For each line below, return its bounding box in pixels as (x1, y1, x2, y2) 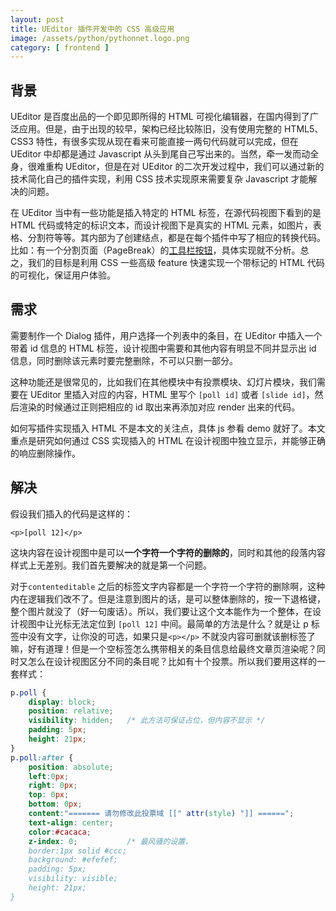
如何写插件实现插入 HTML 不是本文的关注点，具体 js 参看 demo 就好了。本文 (10, 422, 326, 434)
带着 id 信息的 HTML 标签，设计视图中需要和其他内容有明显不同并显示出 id (10, 342, 317, 354)
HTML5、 (283, 123, 324, 135)
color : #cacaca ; (28, 827, 92, 837)
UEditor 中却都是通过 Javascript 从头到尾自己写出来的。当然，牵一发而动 (10, 148, 311, 160)
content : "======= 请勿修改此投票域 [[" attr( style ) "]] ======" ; (28, 809, 295, 819)
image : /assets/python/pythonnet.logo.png (10, 33, 190, 43)
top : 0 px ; (28, 790, 70, 800)
